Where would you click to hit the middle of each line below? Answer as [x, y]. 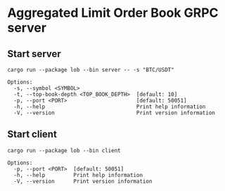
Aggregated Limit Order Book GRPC [113, 13]
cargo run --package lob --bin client [64, 150]
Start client [32, 134]
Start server [34, 54]
